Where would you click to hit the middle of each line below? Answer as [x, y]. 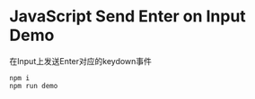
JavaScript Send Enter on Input [128, 16]
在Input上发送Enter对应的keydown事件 [81, 61]
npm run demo [34, 86]
